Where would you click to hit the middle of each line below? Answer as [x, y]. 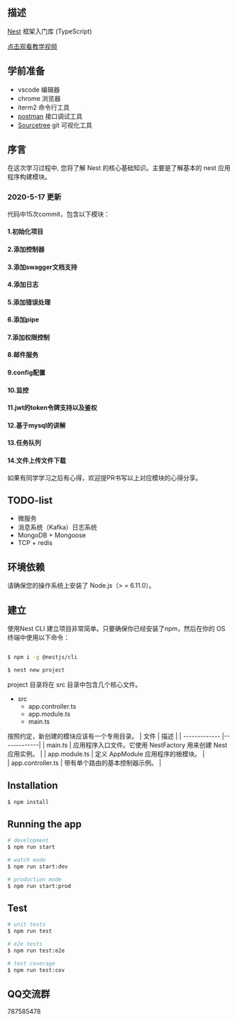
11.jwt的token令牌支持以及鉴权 [53, 408]
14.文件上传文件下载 [37, 460]
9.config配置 [27, 373]
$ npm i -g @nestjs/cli [43, 657]
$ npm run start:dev [38, 867]
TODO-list [30, 501]
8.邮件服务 [23, 355]
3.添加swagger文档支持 [42, 267]
